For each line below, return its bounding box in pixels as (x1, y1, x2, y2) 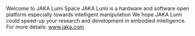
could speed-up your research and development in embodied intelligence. (6, 17, 186, 24)
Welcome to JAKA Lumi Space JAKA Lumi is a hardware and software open (6, 5, 190, 12)
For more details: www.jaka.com (6, 23, 84, 30)
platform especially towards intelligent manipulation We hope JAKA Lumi (6, 11, 183, 18)
